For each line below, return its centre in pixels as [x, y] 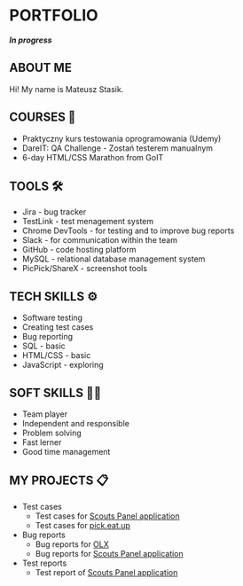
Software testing [52, 318]
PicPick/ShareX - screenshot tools [85, 269]
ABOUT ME [41, 68]
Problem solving [51, 433]
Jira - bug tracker [54, 212]
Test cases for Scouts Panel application [107, 516]
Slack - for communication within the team [99, 240]
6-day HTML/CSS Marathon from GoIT [93, 157]
